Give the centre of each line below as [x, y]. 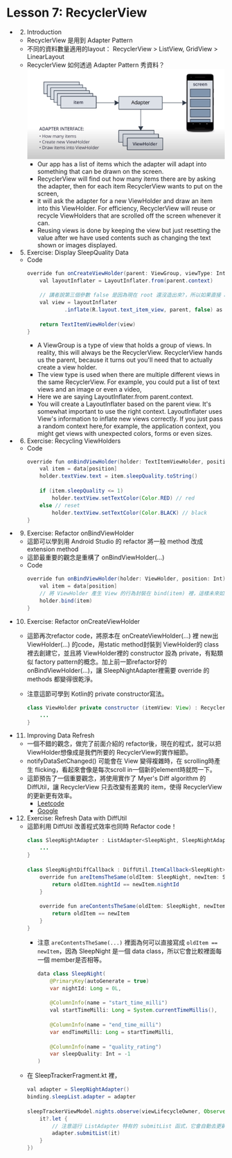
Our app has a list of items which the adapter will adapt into [122, 164]
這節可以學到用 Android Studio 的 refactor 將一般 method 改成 [115, 541]
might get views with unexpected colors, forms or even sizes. [125, 433]
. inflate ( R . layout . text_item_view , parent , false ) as [143, 310]
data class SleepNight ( [71, 974]
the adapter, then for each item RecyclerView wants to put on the [130, 186]
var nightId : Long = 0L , [86, 988]
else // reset [60, 505]
